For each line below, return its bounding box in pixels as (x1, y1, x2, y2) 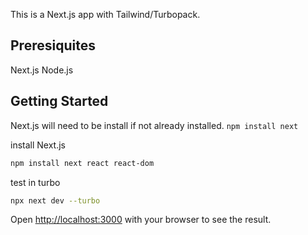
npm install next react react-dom (10, 158, 155, 168)
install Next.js (10, 139, 66, 151)
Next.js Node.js (10, 64, 74, 76)
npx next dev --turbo (10, 195, 101, 206)
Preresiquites (10, 37, 96, 54)
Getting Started (10, 93, 109, 110)
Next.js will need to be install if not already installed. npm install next (10, 119, 299, 131)
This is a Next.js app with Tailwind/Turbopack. (10, 9, 201, 20)
